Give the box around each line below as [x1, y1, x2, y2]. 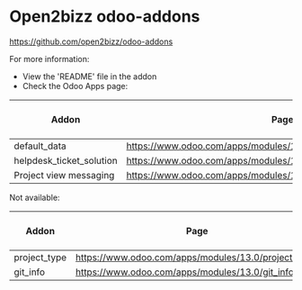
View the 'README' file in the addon [22, 70, 157, 82]
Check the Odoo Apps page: [22, 80, 129, 91]
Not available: [9, 192, 60, 203]
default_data [13, 140, 67, 152]
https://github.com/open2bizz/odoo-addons [9, 36, 173, 47]
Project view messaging [13, 168, 115, 181]
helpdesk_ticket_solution [13, 154, 119, 167]
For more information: [9, 53, 90, 64]
